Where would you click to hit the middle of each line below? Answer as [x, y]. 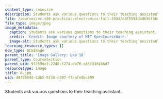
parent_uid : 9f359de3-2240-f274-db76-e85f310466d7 [57, 64]
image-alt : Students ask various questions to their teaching [73, 41]
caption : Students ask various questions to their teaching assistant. [83, 32]
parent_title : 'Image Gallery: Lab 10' [45, 55]
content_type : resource [29, 10]
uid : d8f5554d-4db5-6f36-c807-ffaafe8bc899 [50, 78]
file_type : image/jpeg [28, 23]
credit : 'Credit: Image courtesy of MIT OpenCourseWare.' [69, 37]
